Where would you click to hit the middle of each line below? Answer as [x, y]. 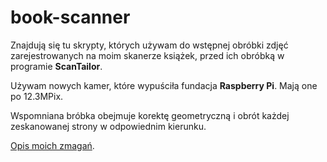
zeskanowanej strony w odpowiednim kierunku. [108, 126]
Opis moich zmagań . [52, 145]
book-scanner [70, 17]
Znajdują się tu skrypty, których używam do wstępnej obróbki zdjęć [149, 45]
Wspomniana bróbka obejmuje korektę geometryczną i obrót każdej [150, 115]
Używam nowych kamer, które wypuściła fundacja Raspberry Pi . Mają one [164, 85]
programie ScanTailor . [56, 66]
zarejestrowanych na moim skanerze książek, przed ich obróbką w [147, 55]
